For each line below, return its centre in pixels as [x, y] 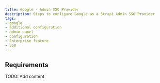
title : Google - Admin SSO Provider [42, 9]
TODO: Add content [25, 76]
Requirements [27, 65]
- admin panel [19, 32]
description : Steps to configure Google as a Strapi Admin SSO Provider [80, 14]
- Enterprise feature [27, 41]
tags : [10, 18]
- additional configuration [33, 28]
